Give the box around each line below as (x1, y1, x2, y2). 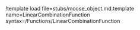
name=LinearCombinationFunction (5, 11, 90, 18)
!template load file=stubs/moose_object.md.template (5, 5, 135, 12)
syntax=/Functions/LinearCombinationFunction (5, 18, 120, 24)
